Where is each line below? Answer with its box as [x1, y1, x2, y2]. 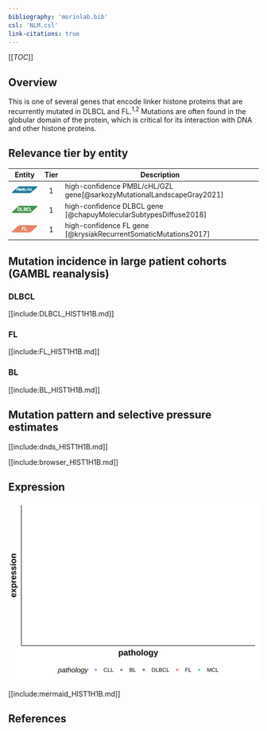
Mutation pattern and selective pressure [8, 408, 212, 422]
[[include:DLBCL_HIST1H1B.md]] [8, 309, 114, 319]
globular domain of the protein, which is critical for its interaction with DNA [8, 115, 253, 124]
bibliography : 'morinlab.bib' [8, 13, 109, 21]
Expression [8, 480, 65, 493]
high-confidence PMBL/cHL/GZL [64, 182, 173, 191]
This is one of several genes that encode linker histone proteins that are [8, 96, 243, 107]
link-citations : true [8, 29, 80, 37]
